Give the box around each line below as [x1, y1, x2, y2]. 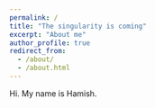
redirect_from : [9, 47, 67, 56]
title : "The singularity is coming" [9, 22, 147, 31]
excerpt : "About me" [9, 30, 87, 39]
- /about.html [17, 64, 70, 73]
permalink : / [9, 13, 59, 22]
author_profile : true [9, 38, 91, 48]
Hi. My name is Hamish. [9, 87, 97, 99]
